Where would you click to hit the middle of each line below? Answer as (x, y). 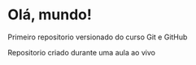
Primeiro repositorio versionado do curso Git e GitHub (98, 37)
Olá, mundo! (50, 15)
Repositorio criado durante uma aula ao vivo (82, 52)
